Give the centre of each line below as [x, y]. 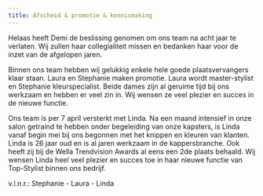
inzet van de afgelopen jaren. [55, 54]
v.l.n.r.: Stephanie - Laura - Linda [61, 183]
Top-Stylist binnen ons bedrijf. [57, 168]
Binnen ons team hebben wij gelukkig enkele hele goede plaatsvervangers [128, 69]
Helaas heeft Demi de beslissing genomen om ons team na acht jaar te [122, 38]
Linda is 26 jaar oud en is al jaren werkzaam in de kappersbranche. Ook [124, 143]
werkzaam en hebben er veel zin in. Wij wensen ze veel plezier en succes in [131, 94]
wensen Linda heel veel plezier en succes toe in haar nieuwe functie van [126, 160]
